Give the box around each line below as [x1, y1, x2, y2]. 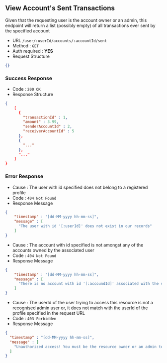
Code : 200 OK [12, 86, 41, 92]
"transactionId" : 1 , [23, 115, 68, 120]
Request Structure [12, 53, 50, 59]
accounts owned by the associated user [12, 247, 94, 253]
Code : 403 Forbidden [12, 316, 57, 322]
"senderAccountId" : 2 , [23, 124, 72, 129]
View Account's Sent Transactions [5, 4, 115, 12]
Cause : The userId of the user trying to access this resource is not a [12, 300, 153, 306]
